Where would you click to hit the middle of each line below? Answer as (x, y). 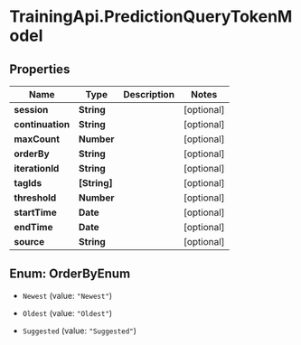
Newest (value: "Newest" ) (67, 295)
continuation (42, 124)
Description (149, 94)
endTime (33, 227)
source (29, 242)
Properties (40, 69)
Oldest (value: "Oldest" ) (67, 312)
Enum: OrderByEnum (70, 274)
